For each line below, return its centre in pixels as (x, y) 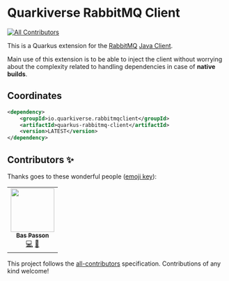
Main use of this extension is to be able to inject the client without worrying (115, 59)
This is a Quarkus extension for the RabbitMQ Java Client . (90, 45)
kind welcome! (28, 271)
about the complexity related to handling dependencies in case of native (111, 66)
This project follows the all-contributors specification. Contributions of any (114, 264)
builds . (17, 74)
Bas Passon (33, 235)
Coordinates (35, 96)
